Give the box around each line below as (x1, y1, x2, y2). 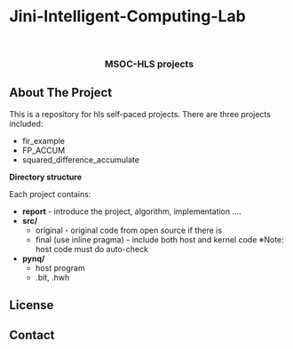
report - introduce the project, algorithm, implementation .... (21, 206, 242, 217)
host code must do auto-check (35, 243, 149, 254)
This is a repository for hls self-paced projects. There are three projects (9, 108, 271, 119)
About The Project (9, 85, 113, 100)
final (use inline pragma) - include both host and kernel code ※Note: (35, 234, 284, 245)
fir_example (21, 135, 65, 146)
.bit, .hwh (35, 272, 70, 282)
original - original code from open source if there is (35, 225, 223, 235)
